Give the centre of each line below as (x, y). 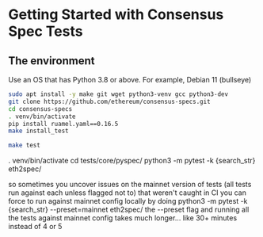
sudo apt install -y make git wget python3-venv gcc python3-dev (118, 94)
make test (25, 145)
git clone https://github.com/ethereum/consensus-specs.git (110, 101)
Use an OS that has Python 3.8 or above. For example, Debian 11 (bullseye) (130, 80)
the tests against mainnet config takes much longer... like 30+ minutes (123, 218)
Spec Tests (46, 31)
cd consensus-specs (40, 109)
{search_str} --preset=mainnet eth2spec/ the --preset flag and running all (129, 210)
